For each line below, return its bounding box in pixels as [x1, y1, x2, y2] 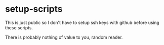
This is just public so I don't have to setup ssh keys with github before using [5, 20, 160, 25]
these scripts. [5, 24, 33, 30]
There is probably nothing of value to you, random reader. [5, 34, 123, 40]
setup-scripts [5, 3, 63, 15]
